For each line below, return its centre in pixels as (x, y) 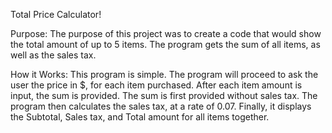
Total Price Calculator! (56, 14)
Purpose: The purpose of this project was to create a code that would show (166, 33)
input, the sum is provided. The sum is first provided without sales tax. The (164, 95)
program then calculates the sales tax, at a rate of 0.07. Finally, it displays (161, 106)
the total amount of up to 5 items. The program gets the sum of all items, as (165, 44)
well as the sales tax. (53, 55)
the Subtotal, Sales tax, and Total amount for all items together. (140, 117)
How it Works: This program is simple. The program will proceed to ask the (164, 74)
